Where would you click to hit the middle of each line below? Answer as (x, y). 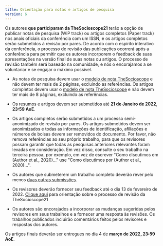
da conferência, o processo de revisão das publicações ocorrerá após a (77, 49)
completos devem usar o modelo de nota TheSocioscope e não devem (83, 89)
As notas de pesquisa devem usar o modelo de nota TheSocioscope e (82, 79)
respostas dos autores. (35, 224)
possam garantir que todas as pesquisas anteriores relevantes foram (81, 144)
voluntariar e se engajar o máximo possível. (49, 69)
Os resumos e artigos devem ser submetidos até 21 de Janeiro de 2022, (85, 104)
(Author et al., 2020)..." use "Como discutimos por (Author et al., (77, 160)
